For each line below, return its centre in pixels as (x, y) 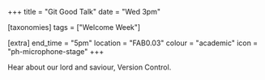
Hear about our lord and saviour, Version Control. (90, 67)
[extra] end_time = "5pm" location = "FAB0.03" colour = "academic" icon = (133, 43)
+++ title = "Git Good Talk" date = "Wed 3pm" (84, 12)
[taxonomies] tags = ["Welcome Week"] (74, 27)
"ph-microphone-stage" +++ (56, 51)
